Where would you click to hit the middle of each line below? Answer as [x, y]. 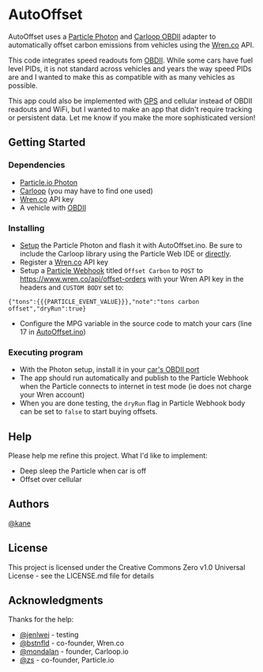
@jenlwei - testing [49, 635]
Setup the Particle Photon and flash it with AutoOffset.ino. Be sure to [131, 245]
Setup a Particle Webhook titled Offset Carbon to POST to [111, 270]
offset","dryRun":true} [47, 309]
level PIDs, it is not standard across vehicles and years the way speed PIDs [130, 68]
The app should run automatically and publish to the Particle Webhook [134, 378]
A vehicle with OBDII [53, 207]
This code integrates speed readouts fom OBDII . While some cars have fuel [131, 60]
